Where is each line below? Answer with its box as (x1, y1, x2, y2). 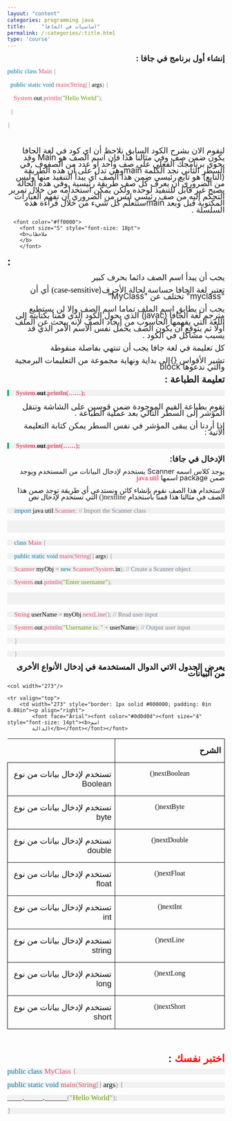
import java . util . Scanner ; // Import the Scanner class (14, 507, 146, 514)
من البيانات (187, 668, 225, 679)
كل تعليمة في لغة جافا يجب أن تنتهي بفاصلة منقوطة (50, 343, 225, 353)
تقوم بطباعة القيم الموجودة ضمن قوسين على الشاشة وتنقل (21, 401, 225, 412)
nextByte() (155, 802, 185, 810)
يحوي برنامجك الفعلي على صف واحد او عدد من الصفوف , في (19, 158, 225, 170)
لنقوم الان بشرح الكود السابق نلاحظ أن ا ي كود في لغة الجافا (21, 146, 225, 156)
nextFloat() (154, 869, 186, 877)
